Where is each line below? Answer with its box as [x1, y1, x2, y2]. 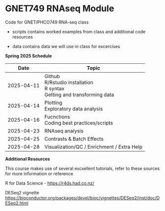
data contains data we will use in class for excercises [12, 43, 121, 49]
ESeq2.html [5, 200, 29, 206]
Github [44, 73, 60, 79]
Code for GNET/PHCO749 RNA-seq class [5, 19, 89, 25]
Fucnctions [44, 113, 70, 120]
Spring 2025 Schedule [5, 53, 52, 59]
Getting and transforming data [44, 91, 114, 98]
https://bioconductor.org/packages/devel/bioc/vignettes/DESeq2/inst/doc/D [5, 195, 160, 201]
